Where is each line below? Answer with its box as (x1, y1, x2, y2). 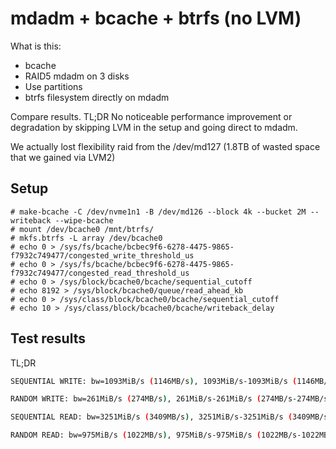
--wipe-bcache (54, 215, 114, 226)
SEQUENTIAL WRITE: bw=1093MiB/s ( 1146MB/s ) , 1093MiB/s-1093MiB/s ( (10, 376, 298, 386)
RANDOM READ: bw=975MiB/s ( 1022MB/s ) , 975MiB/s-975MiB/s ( (10, 430, 262, 441)
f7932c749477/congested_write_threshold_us (10, 250, 195, 261)
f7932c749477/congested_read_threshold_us (10, 268, 190, 278)
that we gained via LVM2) (10, 151, 116, 163)
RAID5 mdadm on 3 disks (24, 70, 130, 82)
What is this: (10, 40, 62, 52)
